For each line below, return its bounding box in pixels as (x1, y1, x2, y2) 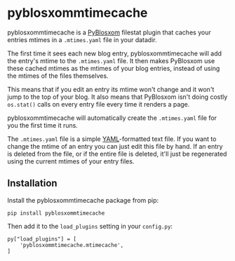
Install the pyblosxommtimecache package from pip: (7, 196, 159, 204)
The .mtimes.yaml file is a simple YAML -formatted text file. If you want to (7, 135, 217, 143)
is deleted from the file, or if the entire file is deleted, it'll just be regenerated (7, 149, 227, 158)
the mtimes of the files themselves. (7, 72, 109, 80)
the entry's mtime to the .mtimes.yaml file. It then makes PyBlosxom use (7, 56, 215, 65)
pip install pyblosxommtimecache (7, 209, 105, 217)
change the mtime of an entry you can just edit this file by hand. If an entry (7, 142, 223, 150)
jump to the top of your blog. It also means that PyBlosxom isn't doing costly (7, 93, 228, 101)
